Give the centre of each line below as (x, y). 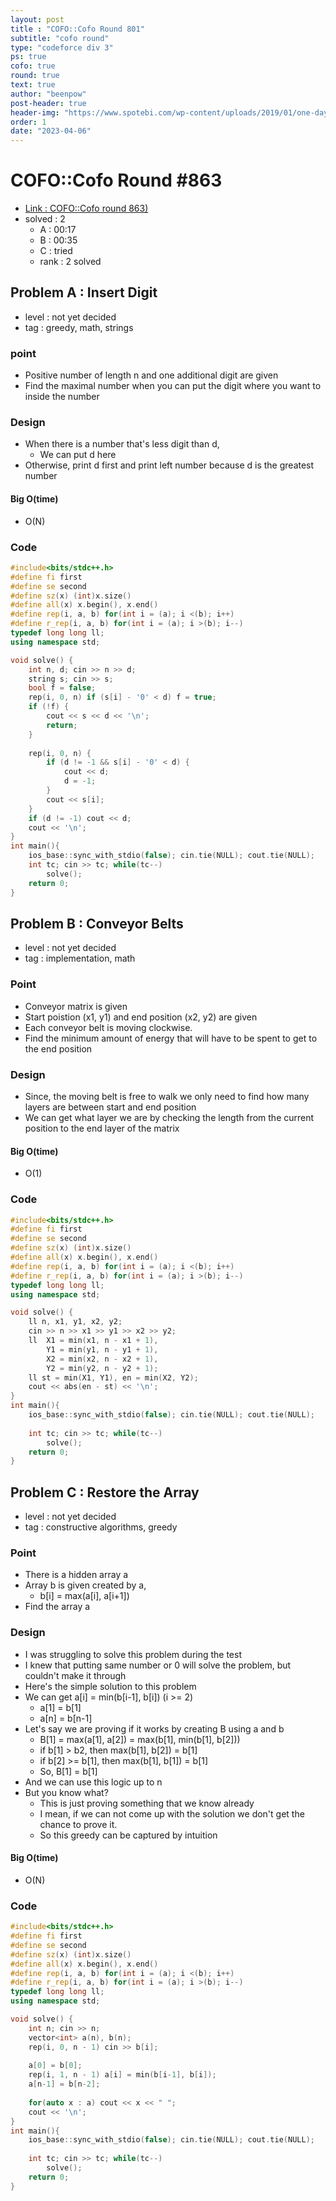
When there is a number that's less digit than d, (122, 444)
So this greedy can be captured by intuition (128, 1835)
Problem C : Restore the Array (105, 1492)
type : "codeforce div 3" (62, 47)
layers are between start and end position (110, 1107)
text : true (33, 85)
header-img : (35, 112)
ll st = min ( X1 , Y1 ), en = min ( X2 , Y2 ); (113, 1377)
